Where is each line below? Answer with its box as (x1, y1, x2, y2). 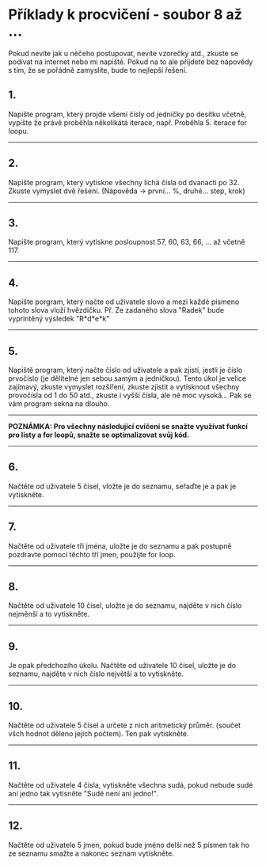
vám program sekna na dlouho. (8, 399, 110, 408)
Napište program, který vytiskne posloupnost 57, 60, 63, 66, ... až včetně (8, 237, 245, 247)
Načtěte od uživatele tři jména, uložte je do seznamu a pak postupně (8, 541, 232, 551)
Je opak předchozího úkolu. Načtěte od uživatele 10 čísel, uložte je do (8, 661, 236, 670)
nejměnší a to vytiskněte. (8, 610, 89, 619)
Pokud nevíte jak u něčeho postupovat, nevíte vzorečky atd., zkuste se (8, 48, 239, 58)
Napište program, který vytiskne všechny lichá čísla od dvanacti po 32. (8, 177, 240, 187)
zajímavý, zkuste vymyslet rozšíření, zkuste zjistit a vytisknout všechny (8, 382, 240, 391)
